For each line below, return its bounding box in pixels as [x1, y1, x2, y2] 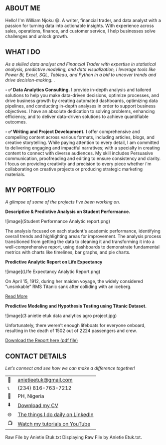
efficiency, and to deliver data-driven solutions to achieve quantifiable [5, 113, 149, 119]
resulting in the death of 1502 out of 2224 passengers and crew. [5, 327, 137, 334]
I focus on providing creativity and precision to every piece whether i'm [5, 160, 152, 166]
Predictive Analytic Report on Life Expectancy [5, 259, 103, 265]
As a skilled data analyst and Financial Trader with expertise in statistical [5, 61, 156, 67]
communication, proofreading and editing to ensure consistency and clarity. [5, 155, 161, 161]
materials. [5, 171, 26, 177]
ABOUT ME [5, 4, 41, 12]
